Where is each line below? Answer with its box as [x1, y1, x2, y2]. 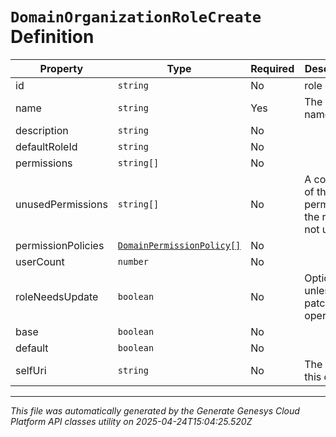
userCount [15, 254, 65, 268]
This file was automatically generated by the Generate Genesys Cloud [10, 404, 300, 417]
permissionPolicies [15, 238, 105, 252]
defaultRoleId [15, 139, 78, 153]
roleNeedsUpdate [15, 289, 99, 303]
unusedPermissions [15, 197, 108, 211]
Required [250, 61, 295, 75]
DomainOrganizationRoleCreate [10, 8, 262, 27]
